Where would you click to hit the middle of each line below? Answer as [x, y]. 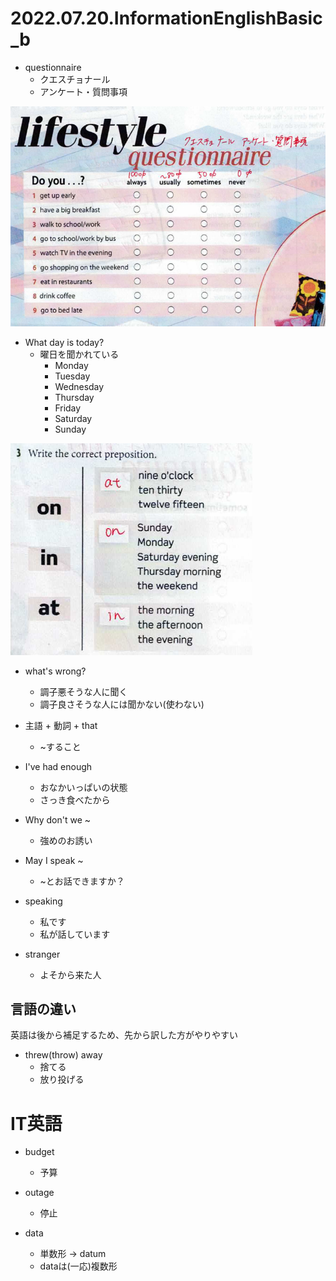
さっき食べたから [75, 799]
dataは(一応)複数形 [78, 1266]
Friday [68, 408]
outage [39, 1193]
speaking [43, 901]
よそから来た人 [70, 974]
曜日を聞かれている [79, 354]
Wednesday [79, 386]
